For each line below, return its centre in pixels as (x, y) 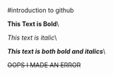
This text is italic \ (32, 37)
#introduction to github (41, 10)
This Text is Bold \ (33, 24)
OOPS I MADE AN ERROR (44, 65)
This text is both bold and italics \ (56, 51)
